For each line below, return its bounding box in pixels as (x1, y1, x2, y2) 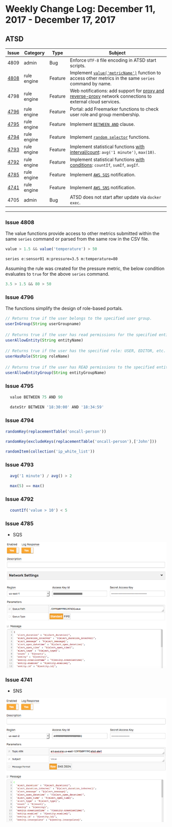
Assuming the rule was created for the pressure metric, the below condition (5, 265, 165, 272)
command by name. (70, 81, 112, 86)
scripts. (70, 62, 86, 68)
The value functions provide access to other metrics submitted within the (5, 230, 160, 237)
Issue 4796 (5, 294, 34, 301)
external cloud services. (70, 99, 121, 105)
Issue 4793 (5, 461, 34, 468)
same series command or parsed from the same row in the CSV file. (5, 236, 149, 242)
